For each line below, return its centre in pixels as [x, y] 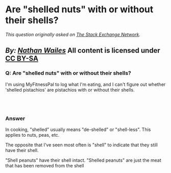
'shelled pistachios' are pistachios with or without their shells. [70, 90]
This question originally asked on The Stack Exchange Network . [73, 34]
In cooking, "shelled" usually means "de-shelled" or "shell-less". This [78, 129]
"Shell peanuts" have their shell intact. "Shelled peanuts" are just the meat [83, 160]
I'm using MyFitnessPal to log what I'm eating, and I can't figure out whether [86, 84]
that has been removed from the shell [45, 165]
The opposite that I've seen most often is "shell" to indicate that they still [82, 145]
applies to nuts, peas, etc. [32, 135]
